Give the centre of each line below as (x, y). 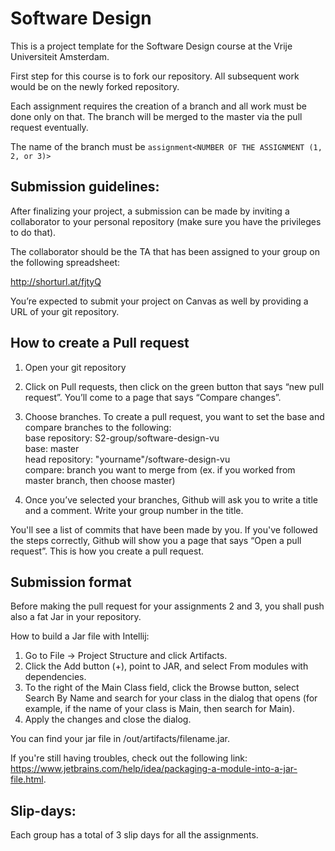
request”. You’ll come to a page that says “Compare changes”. (153, 397)
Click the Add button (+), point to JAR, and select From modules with (166, 666)
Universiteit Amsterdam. (60, 56)
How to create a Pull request (100, 343)
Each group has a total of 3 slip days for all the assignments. (134, 835)
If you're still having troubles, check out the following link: (129, 758)
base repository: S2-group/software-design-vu (122, 438)
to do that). (33, 232)
